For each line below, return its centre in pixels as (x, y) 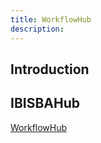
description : (37, 29)
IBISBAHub (45, 103)
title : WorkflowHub (51, 19)
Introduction (50, 69)
